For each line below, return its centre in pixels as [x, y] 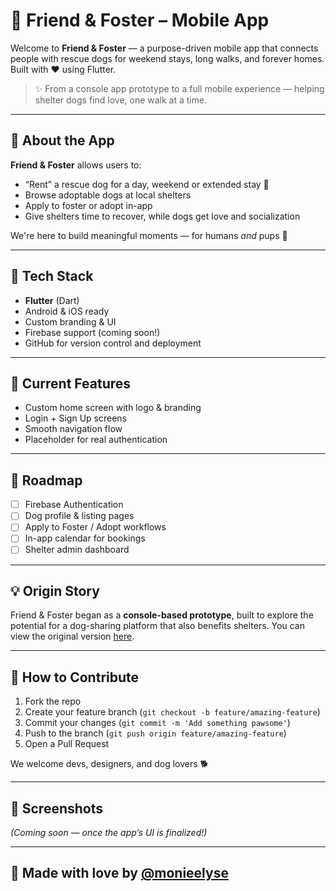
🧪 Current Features [71, 383]
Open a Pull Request [67, 744]
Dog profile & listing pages [79, 516]
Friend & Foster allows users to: [76, 165]
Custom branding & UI [70, 321]
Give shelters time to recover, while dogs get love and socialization [162, 216]
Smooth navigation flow [73, 429]
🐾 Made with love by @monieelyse [119, 873]
